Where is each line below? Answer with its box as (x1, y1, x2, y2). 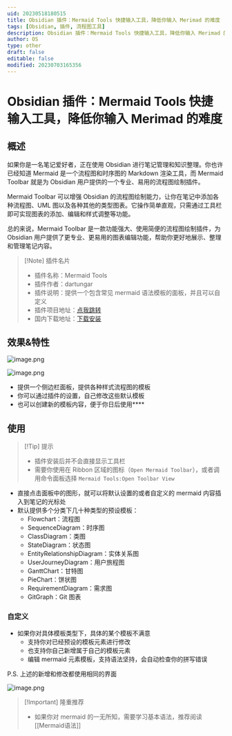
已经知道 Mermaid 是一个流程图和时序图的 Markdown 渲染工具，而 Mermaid (7, 169, 224, 177)
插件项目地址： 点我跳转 (34, 305, 101, 314)
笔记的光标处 (29, 498, 66, 506)
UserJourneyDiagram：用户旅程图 (27, 558, 125, 566)
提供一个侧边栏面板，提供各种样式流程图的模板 (17, 383, 151, 391)
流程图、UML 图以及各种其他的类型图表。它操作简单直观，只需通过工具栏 (12, 201, 222, 209)
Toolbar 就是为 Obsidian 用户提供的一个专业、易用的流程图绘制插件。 (7, 177, 204, 186)
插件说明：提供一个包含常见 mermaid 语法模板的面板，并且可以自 (34, 288, 221, 296)
